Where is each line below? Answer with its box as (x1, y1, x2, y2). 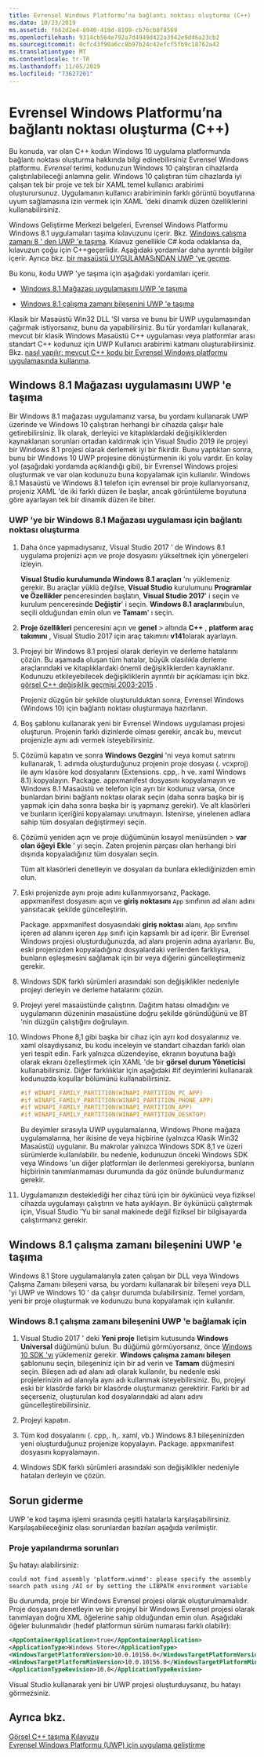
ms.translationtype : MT (9, 48, 87, 56)
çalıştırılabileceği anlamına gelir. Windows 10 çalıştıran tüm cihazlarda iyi (9, 171, 242, 181)
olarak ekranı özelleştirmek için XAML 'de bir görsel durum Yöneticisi (20, 1057, 246, 1066)
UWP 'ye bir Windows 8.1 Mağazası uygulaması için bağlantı (9, 515, 242, 526)
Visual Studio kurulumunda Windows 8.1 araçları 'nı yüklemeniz (20, 574, 230, 583)
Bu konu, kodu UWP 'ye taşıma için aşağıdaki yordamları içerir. (9, 268, 211, 278)
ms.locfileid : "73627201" (9, 70, 93, 78)
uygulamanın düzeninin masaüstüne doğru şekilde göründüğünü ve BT (20, 1008, 248, 1017)
